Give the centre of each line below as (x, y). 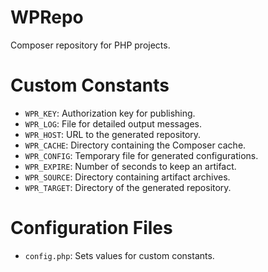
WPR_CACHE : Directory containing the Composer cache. (135, 145)
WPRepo (47, 17)
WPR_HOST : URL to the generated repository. (113, 134)
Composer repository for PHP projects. (90, 45)
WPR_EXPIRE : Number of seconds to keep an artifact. (130, 166)
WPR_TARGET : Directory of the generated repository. (128, 187)
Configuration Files (91, 228)
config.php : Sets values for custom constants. (119, 255)
